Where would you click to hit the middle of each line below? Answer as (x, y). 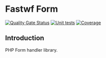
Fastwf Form (32, 9)
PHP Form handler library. (31, 50)
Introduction (25, 38)
